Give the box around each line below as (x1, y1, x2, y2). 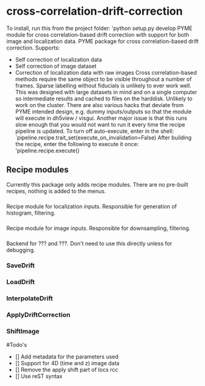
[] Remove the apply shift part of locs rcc (15, 366, 118, 373)
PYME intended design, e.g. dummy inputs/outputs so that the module (15, 108, 192, 115)
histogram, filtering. (6, 209, 56, 217)
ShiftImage (6, 327, 40, 336)
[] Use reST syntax (15, 372, 63, 380)
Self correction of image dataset (15, 62, 96, 70)
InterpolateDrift (6, 294, 53, 303)
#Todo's (6, 341, 27, 348)
